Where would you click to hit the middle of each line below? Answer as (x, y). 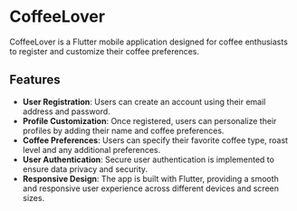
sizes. (34, 197)
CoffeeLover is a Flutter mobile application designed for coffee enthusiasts (148, 42)
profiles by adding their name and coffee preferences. (123, 130)
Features (35, 80)
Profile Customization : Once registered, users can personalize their (149, 120)
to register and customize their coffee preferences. (105, 51)
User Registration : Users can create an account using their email (144, 101)
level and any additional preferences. (91, 149)
